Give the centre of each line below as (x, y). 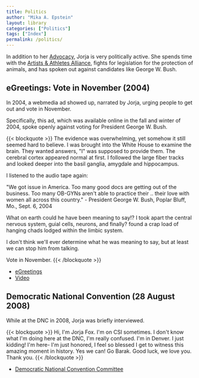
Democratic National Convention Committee (69, 369)
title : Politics (26, 12)
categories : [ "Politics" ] (38, 28)
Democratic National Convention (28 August (91, 297)
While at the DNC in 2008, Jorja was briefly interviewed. (75, 320)
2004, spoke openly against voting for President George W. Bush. (87, 127)
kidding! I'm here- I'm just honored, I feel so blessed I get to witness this (95, 345)
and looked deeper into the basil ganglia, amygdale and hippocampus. (93, 164)
